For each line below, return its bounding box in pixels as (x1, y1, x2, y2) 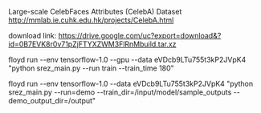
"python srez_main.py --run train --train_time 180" (8, 63, 174, 73)
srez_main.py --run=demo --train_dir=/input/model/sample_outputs (8, 87, 232, 97)
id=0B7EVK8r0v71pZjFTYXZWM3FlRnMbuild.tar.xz (8, 39, 177, 49)
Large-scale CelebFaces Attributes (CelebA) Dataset (8, 7, 182, 16)
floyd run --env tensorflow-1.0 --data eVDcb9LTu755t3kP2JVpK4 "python (8, 79, 254, 88)
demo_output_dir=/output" (8, 96, 96, 105)
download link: (8, 31, 57, 40)
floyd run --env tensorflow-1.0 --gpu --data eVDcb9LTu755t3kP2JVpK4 (8, 55, 247, 64)
